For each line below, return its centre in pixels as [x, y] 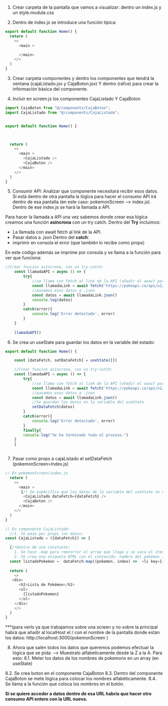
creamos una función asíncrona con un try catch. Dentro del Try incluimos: [83, 222]
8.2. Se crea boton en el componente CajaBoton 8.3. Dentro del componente [84, 673]
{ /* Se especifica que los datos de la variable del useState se [90, 492]
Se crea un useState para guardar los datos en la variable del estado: [83, 342]
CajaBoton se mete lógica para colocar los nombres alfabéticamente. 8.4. [81, 679]
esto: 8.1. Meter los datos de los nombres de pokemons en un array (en [85, 658]
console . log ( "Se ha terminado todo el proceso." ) [76, 435]
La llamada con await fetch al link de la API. [57, 232]
